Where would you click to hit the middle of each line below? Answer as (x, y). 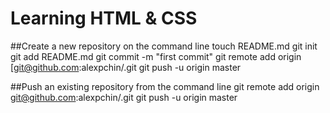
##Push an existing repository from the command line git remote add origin (165, 86)
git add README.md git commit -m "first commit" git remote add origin (156, 56)
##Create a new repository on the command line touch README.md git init (164, 46)
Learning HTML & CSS (104, 18)
